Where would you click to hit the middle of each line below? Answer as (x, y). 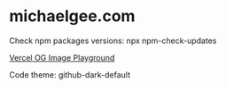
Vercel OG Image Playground (62, 57)
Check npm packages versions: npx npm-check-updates (113, 41)
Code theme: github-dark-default (70, 74)
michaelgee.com (72, 16)
